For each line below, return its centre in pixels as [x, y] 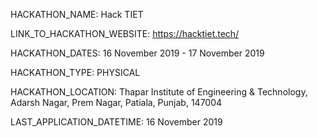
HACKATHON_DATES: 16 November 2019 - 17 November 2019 [137, 53]
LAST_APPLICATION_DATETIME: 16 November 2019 [116, 122]
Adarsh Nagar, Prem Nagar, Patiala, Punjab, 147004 [116, 102]
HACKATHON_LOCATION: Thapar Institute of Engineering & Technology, [159, 92]
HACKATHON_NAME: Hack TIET [77, 14]
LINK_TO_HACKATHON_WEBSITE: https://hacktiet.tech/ [125, 33]
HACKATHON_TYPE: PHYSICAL [75, 72]
